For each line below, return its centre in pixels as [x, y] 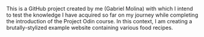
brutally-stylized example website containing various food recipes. [90, 27]
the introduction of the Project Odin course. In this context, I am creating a [99, 21]
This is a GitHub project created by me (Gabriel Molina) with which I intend [100, 9]
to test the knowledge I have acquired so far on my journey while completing [102, 15]
